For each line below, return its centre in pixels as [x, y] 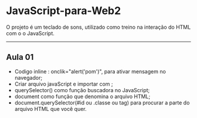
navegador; [28, 77]
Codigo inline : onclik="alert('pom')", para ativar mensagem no [90, 71]
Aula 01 [20, 57]
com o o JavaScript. [30, 33]
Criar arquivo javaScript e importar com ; [64, 84]
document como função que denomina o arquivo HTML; [82, 96]
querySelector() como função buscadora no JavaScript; [82, 90]
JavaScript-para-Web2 [64, 11]
